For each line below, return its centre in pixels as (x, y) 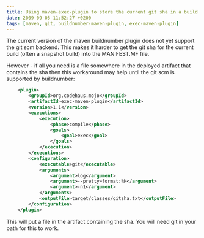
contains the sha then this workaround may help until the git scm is (91, 72)
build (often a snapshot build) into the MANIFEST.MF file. (78, 54)
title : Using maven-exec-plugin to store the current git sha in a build (102, 12)
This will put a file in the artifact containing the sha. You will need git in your (101, 221)
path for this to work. (33, 228)
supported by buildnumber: (41, 79)
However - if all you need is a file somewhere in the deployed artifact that (99, 66)
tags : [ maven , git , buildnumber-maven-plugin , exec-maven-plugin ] (93, 23)
